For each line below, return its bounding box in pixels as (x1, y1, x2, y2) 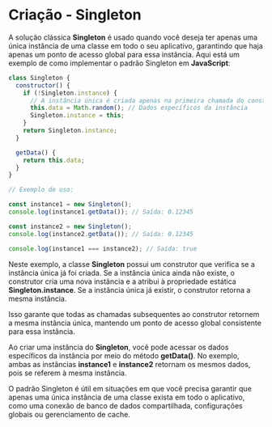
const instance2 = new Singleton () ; (8, 222, 132, 230)
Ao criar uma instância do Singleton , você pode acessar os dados (8, 342, 229, 352)
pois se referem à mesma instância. (8, 368, 127, 378)
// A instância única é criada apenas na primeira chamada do (29, 96, 244, 104)
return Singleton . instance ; (23, 127, 117, 135)
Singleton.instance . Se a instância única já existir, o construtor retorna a (8, 285, 251, 294)
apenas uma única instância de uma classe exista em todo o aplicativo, (8, 392, 245, 402)
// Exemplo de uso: (8, 186, 74, 194)
